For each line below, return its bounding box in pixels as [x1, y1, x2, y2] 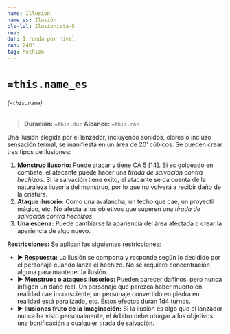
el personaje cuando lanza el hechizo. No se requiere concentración [16, 260, 211, 269]
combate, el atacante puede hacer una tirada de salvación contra [16, 168, 203, 177]
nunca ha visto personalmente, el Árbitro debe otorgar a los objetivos [16, 312, 214, 320]
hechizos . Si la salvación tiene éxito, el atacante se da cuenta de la [16, 176, 206, 184]
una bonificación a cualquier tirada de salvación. [16, 319, 154, 327]
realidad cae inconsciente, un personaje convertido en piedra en [16, 290, 200, 298]
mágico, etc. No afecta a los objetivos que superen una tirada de [16, 205, 201, 213]
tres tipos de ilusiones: [7, 148, 71, 156]
